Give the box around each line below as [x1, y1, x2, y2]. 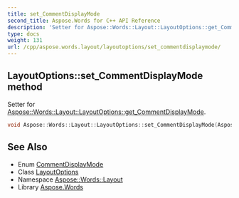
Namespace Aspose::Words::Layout [17, 175, 123, 184]
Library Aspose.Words [17, 182, 84, 191]
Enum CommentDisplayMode [17, 160, 104, 168]
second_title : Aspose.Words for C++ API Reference [7, 17, 161, 24]
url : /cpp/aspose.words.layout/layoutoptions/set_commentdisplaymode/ [7, 43, 221, 51]
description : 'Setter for [7, 24, 84, 31]
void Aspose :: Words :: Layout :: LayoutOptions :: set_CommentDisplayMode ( [7, 121, 218, 128]
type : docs [7, 30, 40, 38]
